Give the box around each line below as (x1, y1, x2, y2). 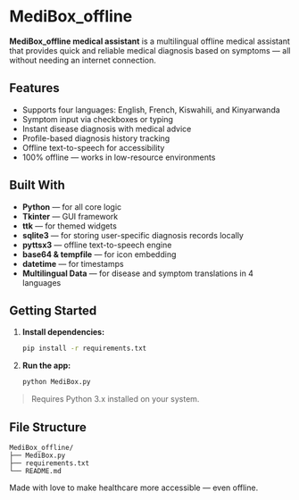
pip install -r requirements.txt (21, 344, 147, 354)
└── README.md (9, 466, 62, 475)
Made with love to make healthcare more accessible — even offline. (9, 482, 259, 493)
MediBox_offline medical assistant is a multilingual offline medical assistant (9, 36, 290, 46)
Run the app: (21, 360, 71, 371)
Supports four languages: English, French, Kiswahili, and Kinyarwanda (21, 104, 281, 115)
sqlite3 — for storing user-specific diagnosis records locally (21, 229, 244, 240)
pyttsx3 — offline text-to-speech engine (21, 239, 172, 250)
